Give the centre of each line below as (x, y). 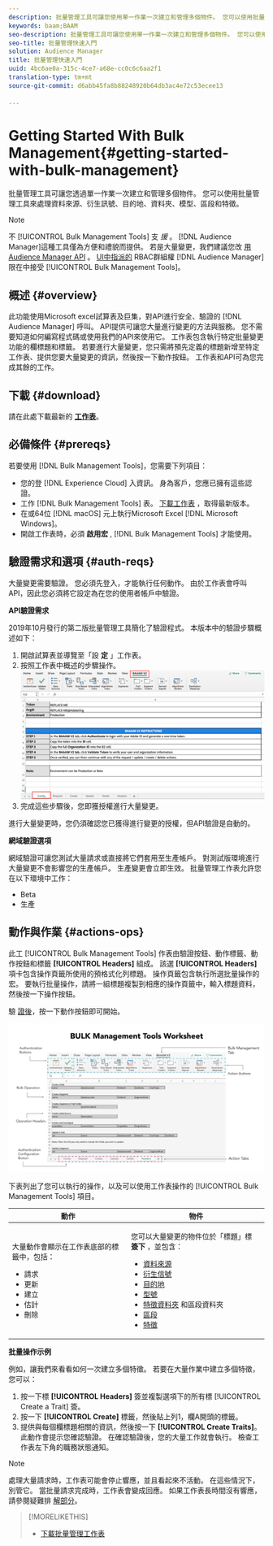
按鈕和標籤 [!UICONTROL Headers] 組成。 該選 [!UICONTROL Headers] (136, 963)
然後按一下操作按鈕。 (44, 994)
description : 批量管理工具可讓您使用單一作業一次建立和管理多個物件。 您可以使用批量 (137, 17)
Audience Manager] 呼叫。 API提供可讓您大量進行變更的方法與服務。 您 (129, 327)
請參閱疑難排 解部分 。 (45, 1500)
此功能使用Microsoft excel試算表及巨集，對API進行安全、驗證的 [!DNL (125, 316)
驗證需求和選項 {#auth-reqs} (81, 562)
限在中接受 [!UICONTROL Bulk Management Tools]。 (97, 267)
